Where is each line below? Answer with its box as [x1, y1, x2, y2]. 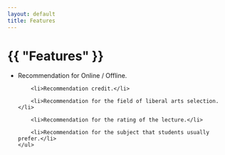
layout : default [7, 10, 56, 18]
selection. [187, 98, 219, 105]
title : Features [7, 17, 56, 24]
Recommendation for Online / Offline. [17, 71, 127, 80]
